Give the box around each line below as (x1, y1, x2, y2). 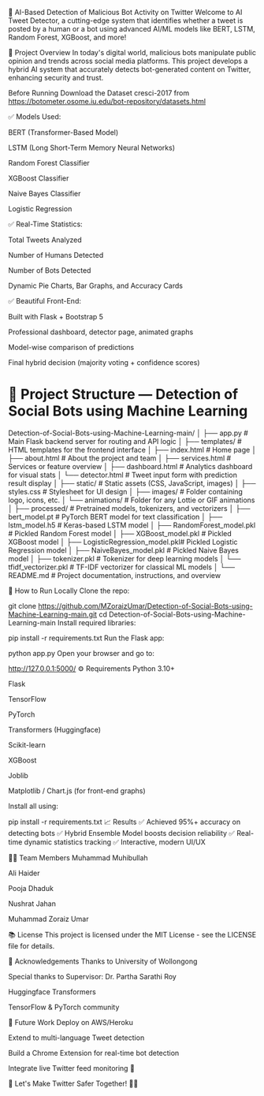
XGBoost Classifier (8, 173, 69, 183)
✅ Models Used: (8, 112, 61, 121)
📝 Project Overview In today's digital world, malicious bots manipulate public (8, 48, 256, 57)
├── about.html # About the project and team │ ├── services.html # (8, 453, 232, 463)
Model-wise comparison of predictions (8, 343, 135, 352)
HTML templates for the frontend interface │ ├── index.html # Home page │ (8, 445, 257, 454)
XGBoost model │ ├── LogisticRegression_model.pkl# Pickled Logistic (8, 537, 238, 546)
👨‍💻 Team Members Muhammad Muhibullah (8, 852, 148, 863)
